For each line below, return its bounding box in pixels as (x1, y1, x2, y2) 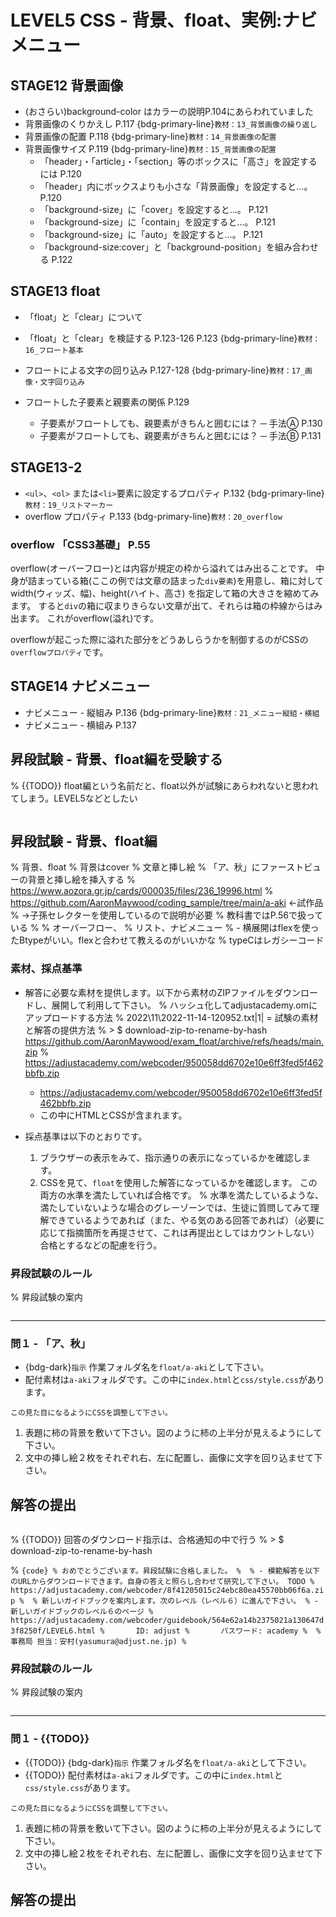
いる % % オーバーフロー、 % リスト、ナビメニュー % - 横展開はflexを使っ (10, 922, 320, 934)
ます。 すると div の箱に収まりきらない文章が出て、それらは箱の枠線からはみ (10, 599, 323, 611)
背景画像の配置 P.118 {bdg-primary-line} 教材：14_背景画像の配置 (24, 131, 277, 142)
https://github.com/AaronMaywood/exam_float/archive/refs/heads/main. (24, 1035, 325, 1047)
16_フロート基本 (24, 345, 84, 355)
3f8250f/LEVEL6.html (10, 1626, 97, 1636)
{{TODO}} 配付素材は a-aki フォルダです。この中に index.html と (24, 1769, 283, 1781)
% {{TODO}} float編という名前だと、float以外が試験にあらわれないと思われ (10, 779, 319, 791)
